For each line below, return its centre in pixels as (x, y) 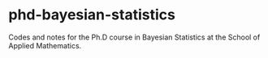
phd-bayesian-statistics (92, 15)
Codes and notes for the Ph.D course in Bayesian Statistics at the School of (134, 37)
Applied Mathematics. (45, 45)
